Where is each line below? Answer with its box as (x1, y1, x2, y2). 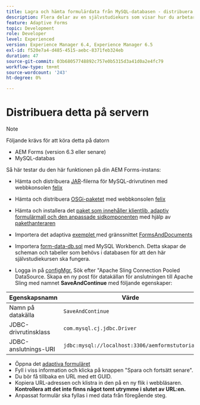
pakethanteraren (14, 220, 56, 227)
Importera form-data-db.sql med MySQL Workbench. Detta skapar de (14, 243, 186, 250)
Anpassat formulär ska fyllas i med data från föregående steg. (14, 392, 167, 399)
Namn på (9, 303, 35, 312)
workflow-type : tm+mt (6, 64, 60, 70)
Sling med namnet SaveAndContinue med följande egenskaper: (14, 280, 173, 287)
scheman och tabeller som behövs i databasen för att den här (14, 249, 166, 256)
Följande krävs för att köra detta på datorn (6, 137, 110, 144)
